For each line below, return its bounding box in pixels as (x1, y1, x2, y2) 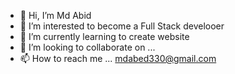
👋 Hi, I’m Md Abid (19, 10, 92, 21)
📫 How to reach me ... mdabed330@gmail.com (19, 53, 217, 64)
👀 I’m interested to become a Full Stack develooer (19, 20, 225, 32)
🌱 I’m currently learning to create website (19, 31, 190, 42)
